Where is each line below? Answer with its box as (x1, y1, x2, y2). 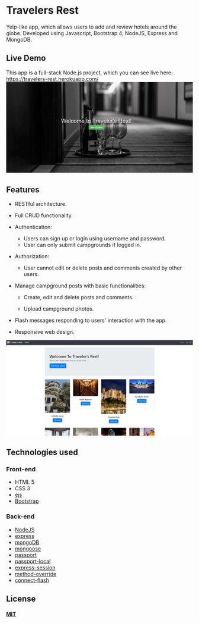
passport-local (14, 558, 51, 565)
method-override (14, 570, 57, 577)
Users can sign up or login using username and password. (23, 235, 166, 242)
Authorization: (14, 253, 50, 260)
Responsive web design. (14, 328, 75, 336)
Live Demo (6, 53, 46, 63)
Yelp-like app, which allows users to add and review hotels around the (6, 23, 177, 30)
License (6, 593, 36, 604)
